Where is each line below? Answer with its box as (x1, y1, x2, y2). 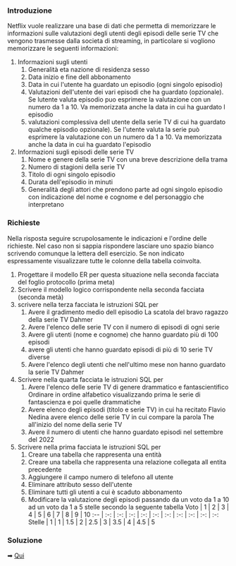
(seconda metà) (17, 292, 64, 301)
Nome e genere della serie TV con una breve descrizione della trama (27, 155, 228, 164)
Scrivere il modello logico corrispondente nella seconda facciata (17, 285, 204, 294)
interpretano (27, 200, 65, 209)
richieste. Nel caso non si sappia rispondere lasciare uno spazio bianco (7, 241, 214, 250)
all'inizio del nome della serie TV (27, 420, 123, 428)
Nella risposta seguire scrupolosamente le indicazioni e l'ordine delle (7, 234, 207, 242)
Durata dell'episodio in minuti (27, 178, 113, 186)
